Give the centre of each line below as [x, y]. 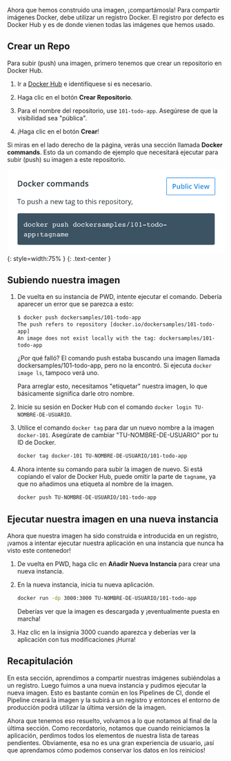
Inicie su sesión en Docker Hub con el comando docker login [104, 407]
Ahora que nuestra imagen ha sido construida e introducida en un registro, [113, 535]
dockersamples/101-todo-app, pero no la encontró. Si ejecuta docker [114, 365]
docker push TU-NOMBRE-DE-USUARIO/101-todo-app [87, 497]
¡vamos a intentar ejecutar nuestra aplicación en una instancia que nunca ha [115, 543]
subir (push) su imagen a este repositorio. [67, 159]
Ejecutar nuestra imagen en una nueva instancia [113, 519]
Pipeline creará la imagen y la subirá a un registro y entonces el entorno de [114, 700]
